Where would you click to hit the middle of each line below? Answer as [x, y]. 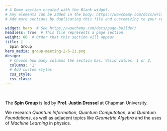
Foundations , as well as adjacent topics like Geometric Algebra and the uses [83, 118]
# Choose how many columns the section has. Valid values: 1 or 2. [81, 60]
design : [13, 56]
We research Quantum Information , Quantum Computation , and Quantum [81, 112]
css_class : [21, 79]
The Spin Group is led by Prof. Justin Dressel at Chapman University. [77, 103]
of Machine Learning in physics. [38, 123]
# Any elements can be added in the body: [50, 14]
